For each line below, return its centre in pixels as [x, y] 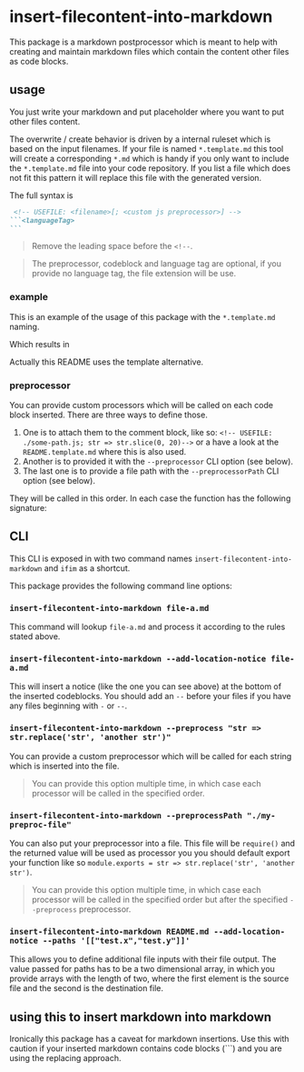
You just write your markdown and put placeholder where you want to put [147, 112]
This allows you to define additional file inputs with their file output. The [143, 959]
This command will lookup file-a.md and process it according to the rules [147, 627]
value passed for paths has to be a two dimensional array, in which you [142, 969]
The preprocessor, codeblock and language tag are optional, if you [157, 264]
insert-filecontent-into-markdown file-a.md [109, 608]
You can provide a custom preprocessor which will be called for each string [151, 756]
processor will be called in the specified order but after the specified [160, 899]
